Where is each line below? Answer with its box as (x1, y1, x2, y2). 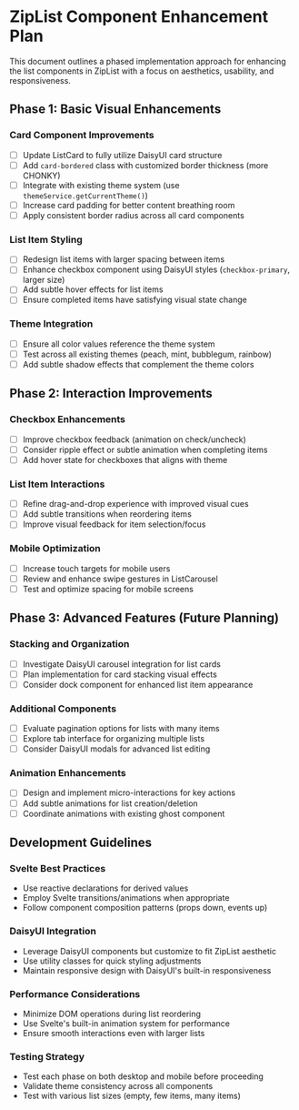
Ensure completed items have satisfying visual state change (22, 294, 247, 306)
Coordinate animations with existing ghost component (22, 808, 225, 819)
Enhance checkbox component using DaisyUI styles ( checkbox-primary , (22, 264, 291, 275)
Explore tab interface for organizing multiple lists (22, 733, 205, 744)
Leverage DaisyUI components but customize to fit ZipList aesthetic (22, 945, 277, 956)
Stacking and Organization (9, 638, 130, 651)
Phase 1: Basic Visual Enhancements (9, 102, 222, 117)
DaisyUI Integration (9, 925, 97, 938)
